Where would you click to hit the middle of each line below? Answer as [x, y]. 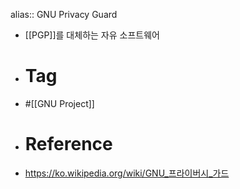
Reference [68, 144]
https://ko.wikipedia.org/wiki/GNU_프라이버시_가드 [127, 173]
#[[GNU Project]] [59, 103]
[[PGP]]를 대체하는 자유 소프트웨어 [92, 35]
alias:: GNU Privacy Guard [64, 14]
